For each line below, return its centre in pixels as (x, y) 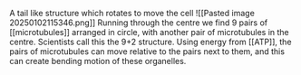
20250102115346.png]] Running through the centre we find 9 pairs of (139, 23)
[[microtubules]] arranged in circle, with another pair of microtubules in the (150, 32)
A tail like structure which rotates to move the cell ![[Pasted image (132, 13)
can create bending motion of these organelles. (98, 61)
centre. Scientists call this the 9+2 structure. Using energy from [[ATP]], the (150, 42)
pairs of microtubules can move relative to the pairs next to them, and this (147, 52)
